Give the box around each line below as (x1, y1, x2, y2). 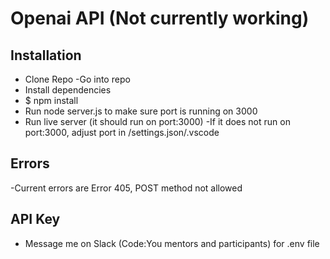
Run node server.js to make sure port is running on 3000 (24, 105, 258, 117)
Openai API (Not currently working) (10, 7, 310, 30)
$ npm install (24, 95, 79, 106)
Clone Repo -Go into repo (24, 73, 131, 85)
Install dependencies (24, 84, 112, 96)
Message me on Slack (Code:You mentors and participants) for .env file (24, 237, 320, 249)
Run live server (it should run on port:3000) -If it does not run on (24, 116, 291, 127)
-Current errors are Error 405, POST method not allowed (10, 182, 243, 194)
